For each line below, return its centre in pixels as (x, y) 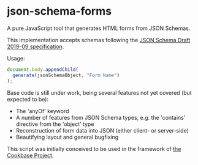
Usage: (16, 58)
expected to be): (28, 99)
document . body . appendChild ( (43, 69)
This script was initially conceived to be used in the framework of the (94, 148)
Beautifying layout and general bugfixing (67, 137)
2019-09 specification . (36, 46)
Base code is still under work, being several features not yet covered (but (99, 92)
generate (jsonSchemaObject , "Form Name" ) (66, 75)
